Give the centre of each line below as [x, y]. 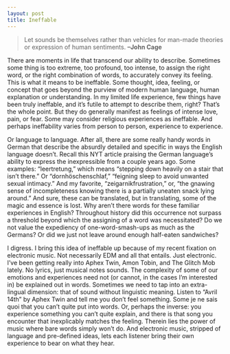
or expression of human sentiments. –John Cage [93, 47]
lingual [16, 292]
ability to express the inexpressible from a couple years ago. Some [101, 161]
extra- [199, 284]
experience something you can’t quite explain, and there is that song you [110, 313]
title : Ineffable [32, 20]
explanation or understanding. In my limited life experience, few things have [114, 96]
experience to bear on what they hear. [61, 343]
